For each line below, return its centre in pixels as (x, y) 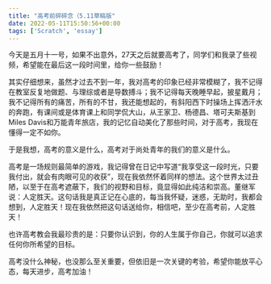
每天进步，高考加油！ (58, 272)
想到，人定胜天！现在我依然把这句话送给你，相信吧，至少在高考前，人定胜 (132, 207)
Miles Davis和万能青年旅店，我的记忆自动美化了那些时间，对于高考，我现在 (133, 123)
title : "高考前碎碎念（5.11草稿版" (62, 16)
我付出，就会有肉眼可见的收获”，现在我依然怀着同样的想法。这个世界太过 (130, 177)
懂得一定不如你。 (37, 132)
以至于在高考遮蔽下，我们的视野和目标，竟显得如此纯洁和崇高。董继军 (139, 187)
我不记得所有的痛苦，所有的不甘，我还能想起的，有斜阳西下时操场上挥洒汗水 (135, 102)
